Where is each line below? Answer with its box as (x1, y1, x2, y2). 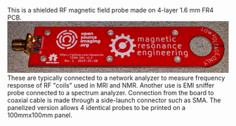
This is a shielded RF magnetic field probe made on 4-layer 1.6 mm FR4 (7, 6, 214, 14)
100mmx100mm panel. (7, 111, 72, 120)
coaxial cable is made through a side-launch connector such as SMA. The (7, 96, 221, 104)
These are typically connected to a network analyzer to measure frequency (7, 73, 225, 83)
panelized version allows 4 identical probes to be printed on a (7, 104, 186, 112)
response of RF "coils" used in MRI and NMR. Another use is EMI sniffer (7, 81, 215, 90)
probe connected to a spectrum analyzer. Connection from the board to (7, 89, 214, 97)
